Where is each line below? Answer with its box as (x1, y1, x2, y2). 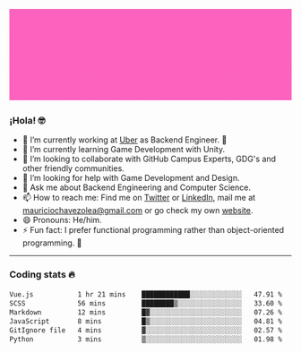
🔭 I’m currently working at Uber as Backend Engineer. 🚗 (21, 134, 228, 145)
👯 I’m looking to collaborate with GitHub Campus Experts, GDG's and (21, 153, 276, 165)
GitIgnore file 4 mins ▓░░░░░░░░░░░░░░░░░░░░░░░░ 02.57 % (9, 325, 282, 335)
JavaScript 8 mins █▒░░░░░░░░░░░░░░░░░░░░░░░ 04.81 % (9, 316, 282, 326)
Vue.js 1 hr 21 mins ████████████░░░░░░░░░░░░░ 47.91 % (9, 289, 282, 299)
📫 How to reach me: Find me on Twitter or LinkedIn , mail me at (21, 193, 256, 203)
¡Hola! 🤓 (9, 114, 46, 126)
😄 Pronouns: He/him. (21, 215, 102, 226)
